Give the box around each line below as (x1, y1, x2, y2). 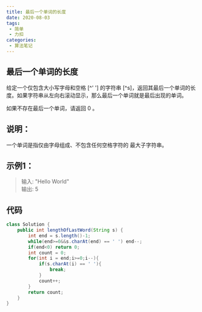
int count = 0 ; (28, 249, 67, 256)
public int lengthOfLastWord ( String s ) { (17, 227, 123, 233)
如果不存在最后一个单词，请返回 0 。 (6, 104, 98, 112)
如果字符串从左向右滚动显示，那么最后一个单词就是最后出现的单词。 (16, 92, 187, 99)
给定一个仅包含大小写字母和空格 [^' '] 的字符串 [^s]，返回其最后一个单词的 (6, 84, 191, 91)
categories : (6, 37, 36, 43)
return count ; (28, 289, 64, 295)
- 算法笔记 (8, 43, 33, 49)
